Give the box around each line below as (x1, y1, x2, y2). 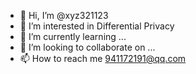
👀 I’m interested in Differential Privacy (19, 20, 175, 32)
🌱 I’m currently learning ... (19, 31, 127, 42)
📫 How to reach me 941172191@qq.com (19, 53, 187, 64)
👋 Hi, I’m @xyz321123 (19, 10, 109, 21)
